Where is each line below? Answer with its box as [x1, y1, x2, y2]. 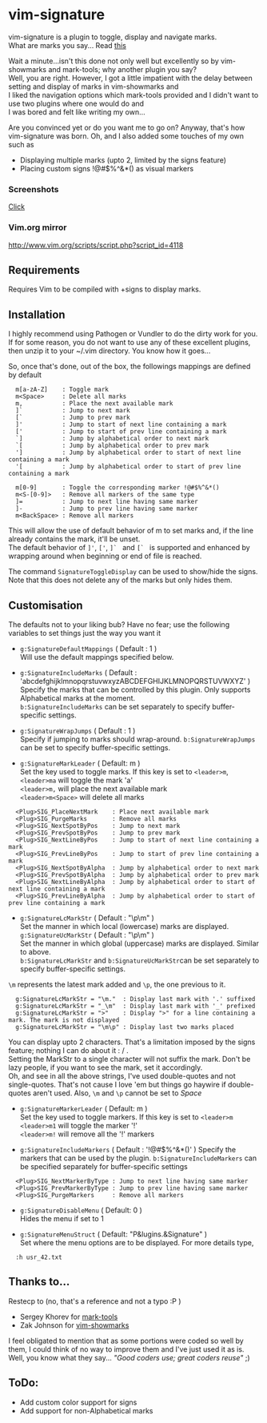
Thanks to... [8, 1275, 70, 1288]
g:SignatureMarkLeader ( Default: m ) [19, 758, 141, 768]
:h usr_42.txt [15, 1253, 62, 1261]
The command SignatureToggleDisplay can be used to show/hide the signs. [8, 567, 258, 577]
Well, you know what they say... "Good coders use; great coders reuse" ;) [8, 1353, 250, 1362]
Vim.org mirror [8, 222, 67, 233]
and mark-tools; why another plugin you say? [47, 64, 197, 74]
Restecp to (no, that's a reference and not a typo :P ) [8, 1296, 181, 1306]
